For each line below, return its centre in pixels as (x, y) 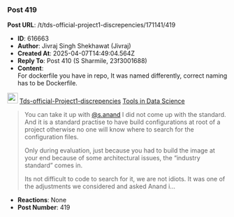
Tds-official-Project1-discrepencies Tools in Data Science (102, 101)
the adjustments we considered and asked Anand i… (100, 186)
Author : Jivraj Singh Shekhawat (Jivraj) (74, 46)
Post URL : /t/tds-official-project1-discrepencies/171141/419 (92, 25)
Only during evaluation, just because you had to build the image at (119, 150)
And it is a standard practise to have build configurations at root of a (122, 122)
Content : (30, 69)
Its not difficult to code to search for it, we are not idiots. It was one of (125, 179)
